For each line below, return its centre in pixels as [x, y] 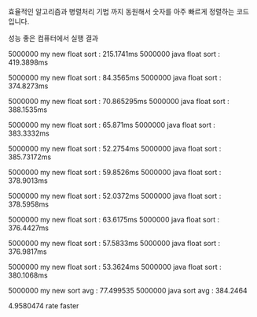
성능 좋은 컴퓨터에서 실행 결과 [53, 38]
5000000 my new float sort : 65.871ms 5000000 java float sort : [112, 125]
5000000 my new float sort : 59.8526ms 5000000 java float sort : [115, 172]
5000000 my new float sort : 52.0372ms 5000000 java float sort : [115, 196]
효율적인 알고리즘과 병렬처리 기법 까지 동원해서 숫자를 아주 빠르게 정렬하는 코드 [129, 11]
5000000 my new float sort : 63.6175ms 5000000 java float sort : [114, 220]
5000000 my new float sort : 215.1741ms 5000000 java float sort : [114, 54]
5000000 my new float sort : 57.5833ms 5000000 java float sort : [114, 243]
